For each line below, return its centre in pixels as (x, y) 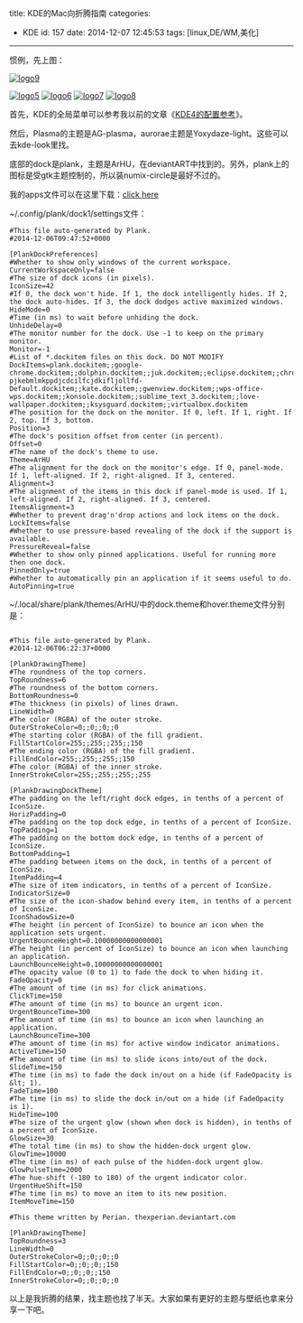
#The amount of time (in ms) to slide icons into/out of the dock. (139, 1059)
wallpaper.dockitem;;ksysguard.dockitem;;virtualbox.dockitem (129, 405)
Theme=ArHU (30, 460)
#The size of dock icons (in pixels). (82, 278)
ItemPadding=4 (36, 878)
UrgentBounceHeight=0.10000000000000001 (87, 941)
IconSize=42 (32, 286)
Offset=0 (26, 444)
